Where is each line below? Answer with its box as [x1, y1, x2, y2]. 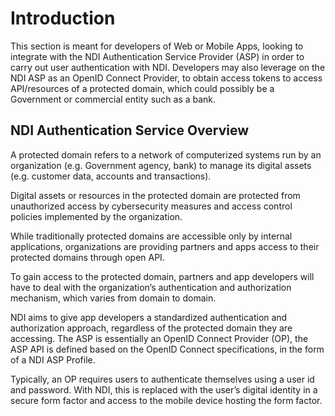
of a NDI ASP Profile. [10, 353, 96, 366]
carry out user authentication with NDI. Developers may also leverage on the [10, 61, 326, 73]
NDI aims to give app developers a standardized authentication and [10, 311, 288, 323]
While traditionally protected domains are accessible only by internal [10, 230, 293, 242]
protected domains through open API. [10, 251, 165, 263]
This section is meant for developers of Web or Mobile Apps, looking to [10, 40, 304, 52]
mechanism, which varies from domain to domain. [10, 292, 217, 304]
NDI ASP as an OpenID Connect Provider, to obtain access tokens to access [10, 72, 323, 84]
